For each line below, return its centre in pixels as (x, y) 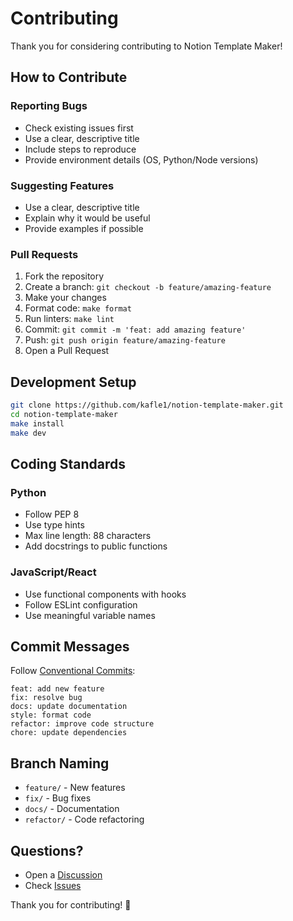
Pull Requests (44, 254)
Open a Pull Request (67, 351)
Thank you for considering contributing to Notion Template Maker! (146, 46)
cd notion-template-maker (64, 414)
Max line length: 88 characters (88, 536)
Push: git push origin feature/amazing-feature (125, 340)
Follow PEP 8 (52, 514)
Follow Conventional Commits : (73, 671)
